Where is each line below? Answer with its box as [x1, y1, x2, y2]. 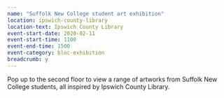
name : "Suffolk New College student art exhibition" [7, 10, 164, 17]
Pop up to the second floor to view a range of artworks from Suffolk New [7, 75, 218, 83]
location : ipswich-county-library [7, 17, 108, 24]
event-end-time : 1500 [7, 43, 71, 50]
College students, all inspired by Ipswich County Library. [7, 82, 170, 91]
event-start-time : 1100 [7, 36, 77, 43]
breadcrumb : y [7, 56, 49, 63]
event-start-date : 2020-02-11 [7, 29, 96, 37]
